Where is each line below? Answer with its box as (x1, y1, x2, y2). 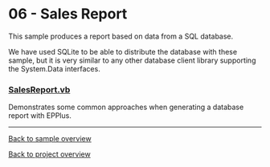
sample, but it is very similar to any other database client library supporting (8, 55, 256, 65)
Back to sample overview (8, 134, 92, 144)
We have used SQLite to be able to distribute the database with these (8, 47, 238, 56)
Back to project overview (8, 149, 91, 159)
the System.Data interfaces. (8, 63, 100, 73)
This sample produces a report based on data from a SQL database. (8, 31, 234, 41)
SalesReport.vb (8, 83, 71, 95)
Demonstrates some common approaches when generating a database (8, 102, 244, 112)
